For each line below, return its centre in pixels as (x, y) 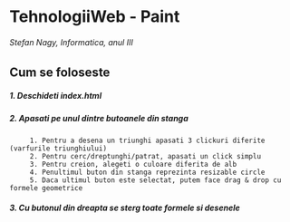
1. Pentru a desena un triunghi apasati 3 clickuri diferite (147, 140)
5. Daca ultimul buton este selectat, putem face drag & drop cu (155, 180)
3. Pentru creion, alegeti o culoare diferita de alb (133, 164)
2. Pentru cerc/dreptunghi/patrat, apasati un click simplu (145, 156)
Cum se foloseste (60, 73)
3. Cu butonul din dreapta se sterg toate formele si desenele (125, 208)
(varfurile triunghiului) (58, 148)
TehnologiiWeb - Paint (95, 17)
